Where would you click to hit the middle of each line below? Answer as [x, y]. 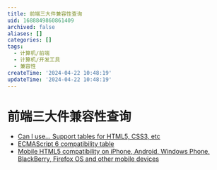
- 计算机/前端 [32, 54]
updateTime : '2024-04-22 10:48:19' [60, 79]
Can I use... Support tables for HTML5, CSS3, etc [89, 136]
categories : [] [30, 40]
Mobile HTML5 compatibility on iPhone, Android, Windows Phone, [114, 152]
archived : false [31, 27]
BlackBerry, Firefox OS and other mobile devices [88, 159]
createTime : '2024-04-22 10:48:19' [60, 73]
